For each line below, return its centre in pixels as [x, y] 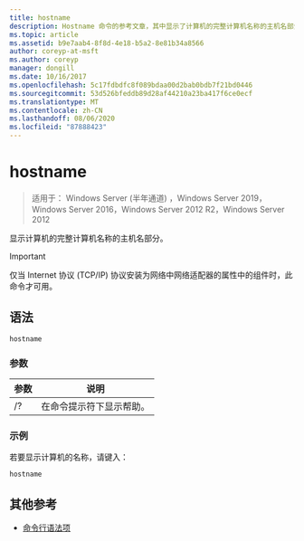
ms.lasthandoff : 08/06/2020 [62, 119]
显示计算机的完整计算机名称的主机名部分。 [89, 238]
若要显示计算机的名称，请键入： [69, 457]
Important [28, 256]
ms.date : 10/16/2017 [48, 77]
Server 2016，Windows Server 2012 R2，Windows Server [176, 209]
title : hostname [40, 18]
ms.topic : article [44, 34]
